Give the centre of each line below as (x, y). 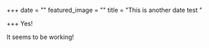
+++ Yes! (20, 23)
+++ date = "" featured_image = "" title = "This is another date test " (104, 10)
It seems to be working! (40, 37)
